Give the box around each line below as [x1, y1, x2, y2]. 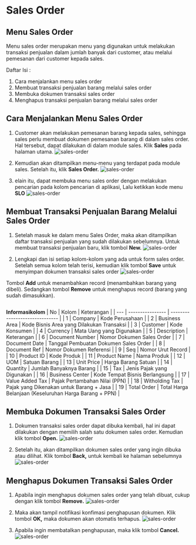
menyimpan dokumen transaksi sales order [14, 268, 119, 275]
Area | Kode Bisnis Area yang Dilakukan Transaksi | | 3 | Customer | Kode [6, 321, 183, 328]
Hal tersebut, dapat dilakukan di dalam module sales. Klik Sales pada [14, 142, 182, 149]
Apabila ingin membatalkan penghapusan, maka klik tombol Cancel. [14, 527, 180, 534]
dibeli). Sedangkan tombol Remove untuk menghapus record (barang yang [6, 285, 187, 293]
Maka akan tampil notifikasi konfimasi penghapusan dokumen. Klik [14, 509, 176, 516]
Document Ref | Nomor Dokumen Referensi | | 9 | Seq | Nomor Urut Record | [6, 345, 191, 353]
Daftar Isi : [6, 67, 31, 74]
